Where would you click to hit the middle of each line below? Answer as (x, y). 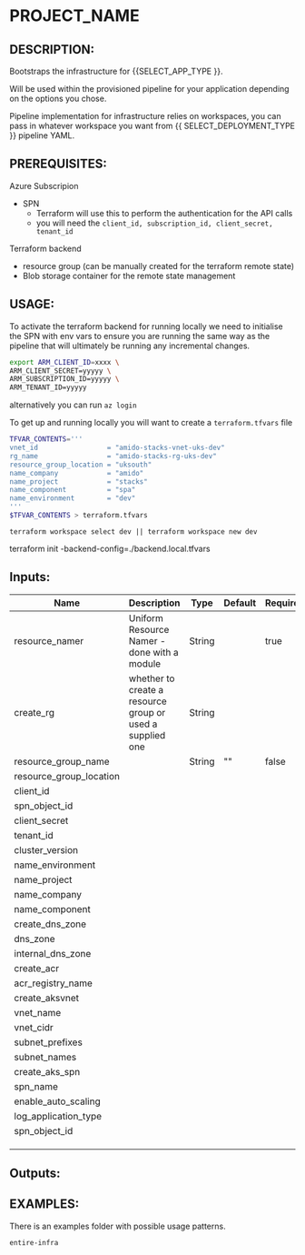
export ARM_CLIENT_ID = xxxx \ (64, 362)
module (145, 663)
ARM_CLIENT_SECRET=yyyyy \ (60, 371)
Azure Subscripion (44, 186)
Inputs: (30, 577)
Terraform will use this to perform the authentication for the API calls (164, 213)
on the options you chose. (58, 98)
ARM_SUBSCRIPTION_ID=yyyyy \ (64, 379)
